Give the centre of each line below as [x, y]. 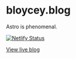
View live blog [23, 49]
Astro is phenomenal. [32, 27]
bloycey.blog [39, 10]
